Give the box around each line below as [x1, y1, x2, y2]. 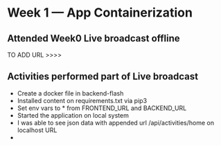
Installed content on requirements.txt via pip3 [17, 96, 148, 104]
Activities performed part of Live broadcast [7, 71, 199, 82]
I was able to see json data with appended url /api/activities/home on [17, 118, 215, 127]
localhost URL [17, 126, 58, 134]
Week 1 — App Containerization [7, 5, 193, 21]
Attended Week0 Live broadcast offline [7, 33, 180, 44]
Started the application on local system [17, 111, 130, 119]
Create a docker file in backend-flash [17, 89, 124, 98]
